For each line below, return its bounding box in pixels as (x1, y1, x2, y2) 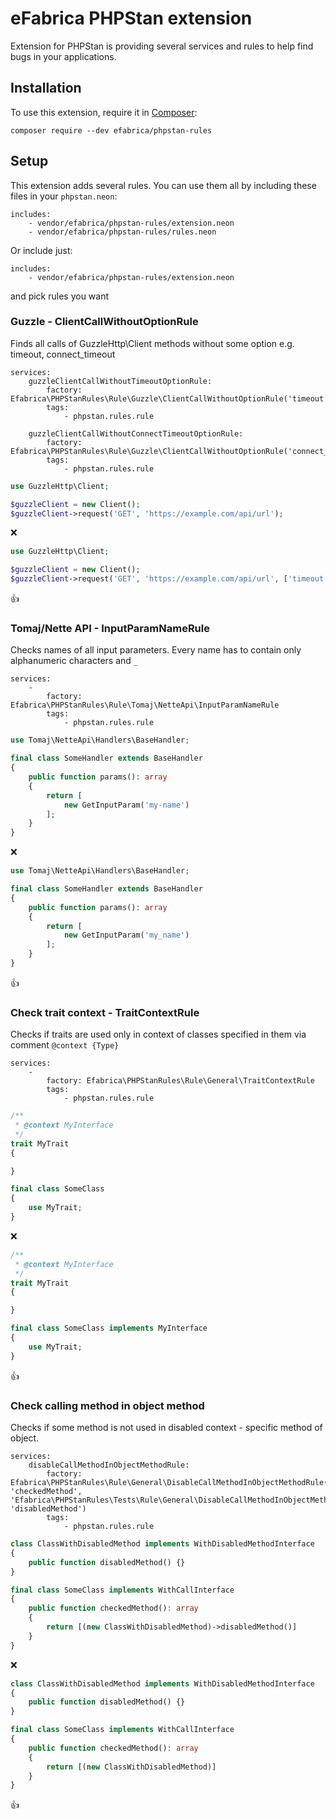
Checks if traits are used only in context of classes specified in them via (10, 1028, 307, 1041)
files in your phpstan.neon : (10, 190, 118, 202)
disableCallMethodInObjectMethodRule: (28, 1460, 190, 1470)
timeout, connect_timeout (10, 348, 116, 360)
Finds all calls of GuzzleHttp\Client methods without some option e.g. (10, 337, 295, 349)
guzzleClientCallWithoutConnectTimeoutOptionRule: (28, 428, 244, 439)
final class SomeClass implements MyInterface (10, 1323, 208, 1334)
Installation (10, 80, 82, 97)
